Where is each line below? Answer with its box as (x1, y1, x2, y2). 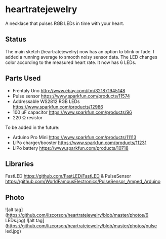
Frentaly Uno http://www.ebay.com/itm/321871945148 (12, 87, 126, 93)
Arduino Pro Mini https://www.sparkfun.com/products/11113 (12, 134, 137, 140)
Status (5, 35, 27, 44)
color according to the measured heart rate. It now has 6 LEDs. (5, 59, 137, 65)
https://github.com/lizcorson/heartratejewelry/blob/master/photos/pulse (7, 223, 157, 229)
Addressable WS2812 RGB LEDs (12, 98, 80, 105)
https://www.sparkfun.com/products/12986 (12, 104, 104, 110)
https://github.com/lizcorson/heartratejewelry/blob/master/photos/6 (7, 212, 149, 218)
